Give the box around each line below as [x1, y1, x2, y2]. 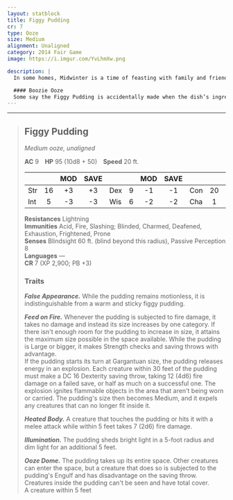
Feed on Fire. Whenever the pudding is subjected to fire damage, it [24, 313, 216, 322]
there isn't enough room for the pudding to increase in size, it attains [24, 328, 221, 336]
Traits [24, 276, 45, 285]
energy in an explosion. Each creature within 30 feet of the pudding [24, 365, 217, 373]
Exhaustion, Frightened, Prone [24, 230, 111, 238]
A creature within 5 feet [24, 486, 92, 494]
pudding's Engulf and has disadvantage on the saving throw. [24, 472, 198, 480]
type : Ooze [7, 29, 39, 37]
